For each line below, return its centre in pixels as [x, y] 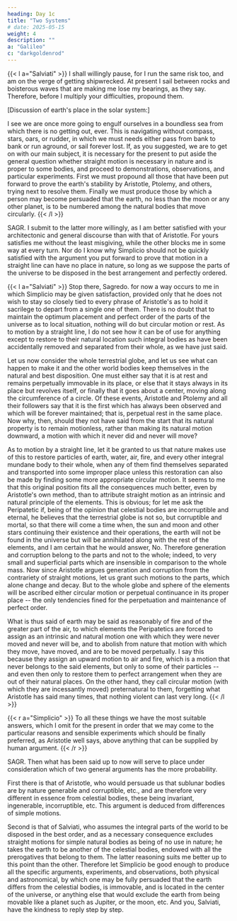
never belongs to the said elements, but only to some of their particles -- [113, 666]
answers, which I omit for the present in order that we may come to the [111, 725]
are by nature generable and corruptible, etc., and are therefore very [107, 790]
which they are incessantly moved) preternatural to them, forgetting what [114, 689]
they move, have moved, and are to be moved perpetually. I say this [106, 651]
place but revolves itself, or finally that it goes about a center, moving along [117, 390]
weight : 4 [22, 34]
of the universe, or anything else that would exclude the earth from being [114, 894]
